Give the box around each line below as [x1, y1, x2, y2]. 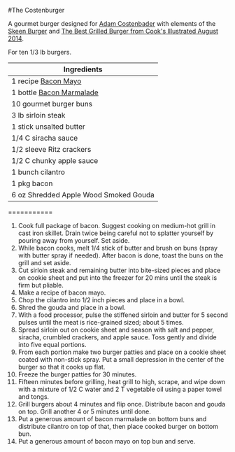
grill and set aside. [17, 259, 72, 267]
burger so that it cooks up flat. [17, 363, 106, 371]
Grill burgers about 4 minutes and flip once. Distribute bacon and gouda [17, 400, 226, 408]
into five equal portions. [17, 341, 87, 348]
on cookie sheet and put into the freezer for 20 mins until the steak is [17, 274, 218, 282]
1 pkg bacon [11, 178, 53, 188]
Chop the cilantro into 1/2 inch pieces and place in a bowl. [17, 296, 185, 304]
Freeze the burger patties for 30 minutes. [17, 370, 137, 379]
